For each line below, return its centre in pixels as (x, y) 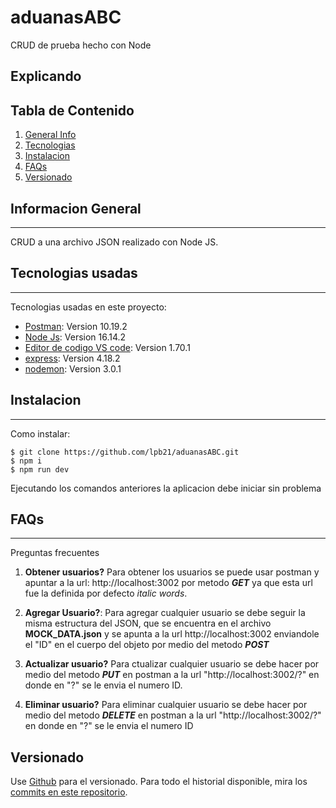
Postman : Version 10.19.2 (76, 326)
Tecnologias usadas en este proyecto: (88, 307)
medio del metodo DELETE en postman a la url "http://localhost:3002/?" (173, 715)
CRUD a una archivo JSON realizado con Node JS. (114, 242)
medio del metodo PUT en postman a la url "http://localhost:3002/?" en (172, 675)
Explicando (46, 76)
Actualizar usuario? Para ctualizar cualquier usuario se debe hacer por (172, 664)
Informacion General (76, 208)
